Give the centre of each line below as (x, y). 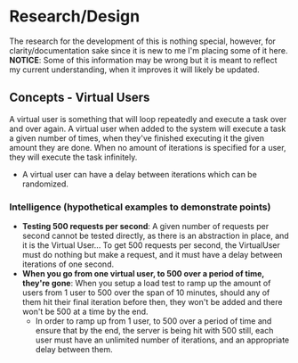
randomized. (45, 184)
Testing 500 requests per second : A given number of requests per (145, 227)
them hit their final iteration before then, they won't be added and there (152, 302)
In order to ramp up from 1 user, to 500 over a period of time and (153, 321)
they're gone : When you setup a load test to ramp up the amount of (146, 284)
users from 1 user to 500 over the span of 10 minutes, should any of (146, 293)
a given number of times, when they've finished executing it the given (137, 138)
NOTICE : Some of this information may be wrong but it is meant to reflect (143, 60)
